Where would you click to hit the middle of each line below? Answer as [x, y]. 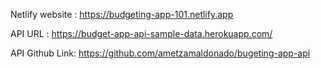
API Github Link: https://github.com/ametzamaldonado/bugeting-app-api [160, 53]
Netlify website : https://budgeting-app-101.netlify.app [122, 14]
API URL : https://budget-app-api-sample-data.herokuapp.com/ [141, 33]
